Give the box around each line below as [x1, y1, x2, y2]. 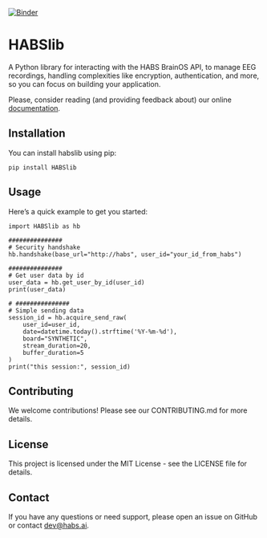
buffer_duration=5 [22, 348, 84, 357]
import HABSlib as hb [8, 222, 81, 230]
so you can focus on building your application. [8, 79, 161, 88]
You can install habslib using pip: [8, 148, 117, 157]
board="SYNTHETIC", [22, 334, 88, 343]
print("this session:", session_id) [8, 362, 131, 371]
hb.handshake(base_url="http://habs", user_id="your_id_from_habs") [8, 250, 242, 259]
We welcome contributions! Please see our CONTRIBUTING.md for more [8, 406, 248, 415]
